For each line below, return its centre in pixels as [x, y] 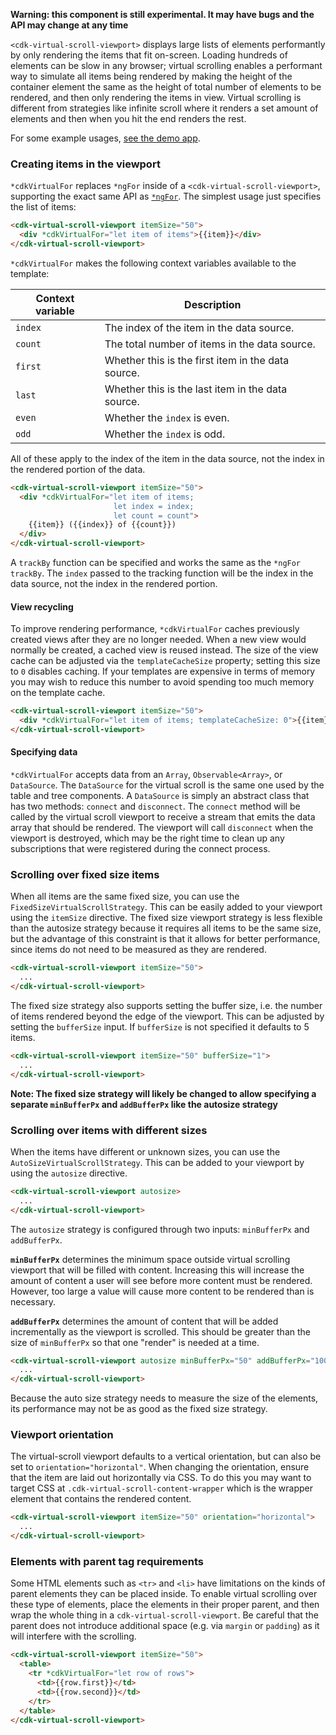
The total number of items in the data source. [210, 344]
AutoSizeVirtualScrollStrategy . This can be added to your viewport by [157, 1162]
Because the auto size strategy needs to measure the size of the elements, [164, 1398]
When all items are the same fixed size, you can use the [125, 896]
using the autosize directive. [69, 1173]
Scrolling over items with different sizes [109, 1130]
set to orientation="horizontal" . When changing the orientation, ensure [160, 1467]
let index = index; [154, 506]
